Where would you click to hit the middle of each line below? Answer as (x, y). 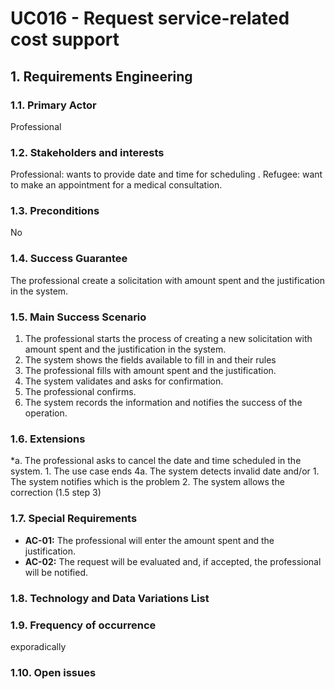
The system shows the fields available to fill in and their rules (150, 360)
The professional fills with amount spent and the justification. (150, 371)
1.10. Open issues (53, 672)
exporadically (38, 646)
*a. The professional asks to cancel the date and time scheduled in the (156, 461)
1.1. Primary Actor (53, 105)
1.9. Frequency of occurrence (83, 625)
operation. (46, 413)
